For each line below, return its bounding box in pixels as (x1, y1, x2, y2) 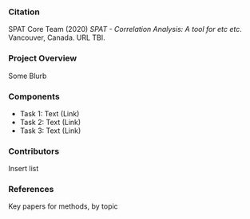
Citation (8, 6, 40, 18)
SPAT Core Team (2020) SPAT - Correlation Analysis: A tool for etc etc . (8, 25, 242, 34)
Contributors (8, 146, 60, 157)
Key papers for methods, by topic (8, 201, 118, 211)
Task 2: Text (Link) (19, 117, 81, 127)
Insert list (8, 164, 39, 174)
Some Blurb (8, 71, 47, 80)
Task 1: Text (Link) (19, 108, 80, 118)
